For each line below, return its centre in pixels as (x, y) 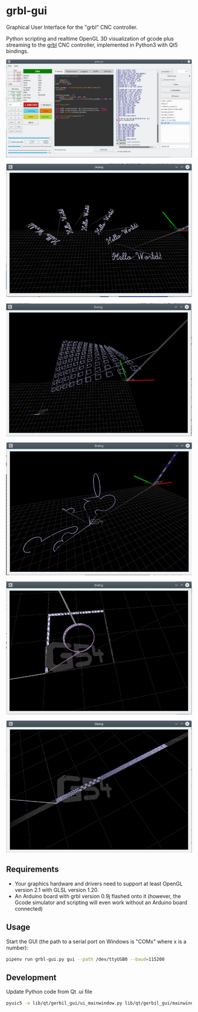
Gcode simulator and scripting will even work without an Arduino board (101, 902)
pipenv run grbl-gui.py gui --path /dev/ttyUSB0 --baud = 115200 (85, 959)
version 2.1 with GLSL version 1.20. (57, 890)
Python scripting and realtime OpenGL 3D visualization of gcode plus (90, 38)
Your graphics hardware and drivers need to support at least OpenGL (98, 884)
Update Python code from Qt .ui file (49, 992)
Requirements (32, 870)
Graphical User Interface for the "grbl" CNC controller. (72, 27)
